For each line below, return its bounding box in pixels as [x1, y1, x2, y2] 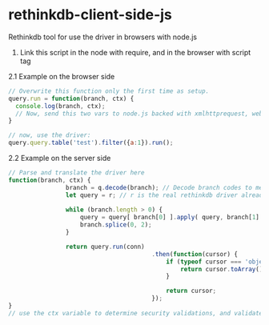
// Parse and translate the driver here [8, 169, 146, 177]
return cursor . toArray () [179, 265, 263, 273]
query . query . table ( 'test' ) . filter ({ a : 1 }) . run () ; [8, 138, 174, 147]
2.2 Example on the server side [8, 154, 111, 163]
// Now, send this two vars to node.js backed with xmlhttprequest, [15, 110, 249, 118]
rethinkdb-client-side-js [8, 6, 172, 24]
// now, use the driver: [8, 131, 91, 139]
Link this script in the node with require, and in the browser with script [19, 47, 251, 57]
